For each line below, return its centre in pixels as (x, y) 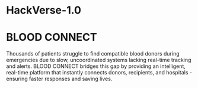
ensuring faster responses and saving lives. (59, 79)
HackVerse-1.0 (44, 10)
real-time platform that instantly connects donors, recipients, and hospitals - (99, 73)
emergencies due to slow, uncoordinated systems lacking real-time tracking (99, 60)
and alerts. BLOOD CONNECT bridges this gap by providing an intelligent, (96, 66)
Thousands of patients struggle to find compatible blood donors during (93, 54)
